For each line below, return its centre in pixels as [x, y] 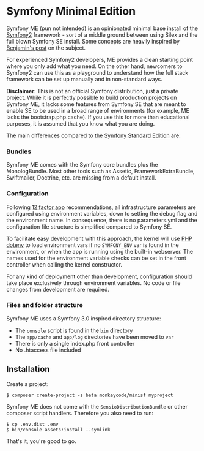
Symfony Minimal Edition [71, 11]
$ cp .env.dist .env [33, 424]
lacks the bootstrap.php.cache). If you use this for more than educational [98, 117]
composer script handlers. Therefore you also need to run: [80, 413]
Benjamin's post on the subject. [46, 48]
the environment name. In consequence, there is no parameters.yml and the [102, 220]
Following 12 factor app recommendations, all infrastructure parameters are [101, 207]
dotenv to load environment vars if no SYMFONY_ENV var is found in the [93, 245]
